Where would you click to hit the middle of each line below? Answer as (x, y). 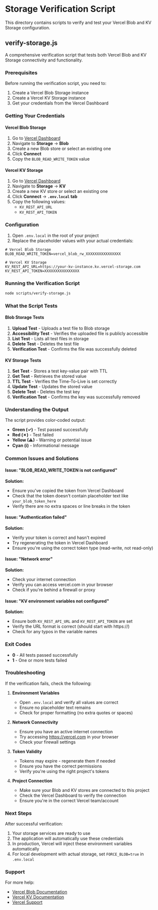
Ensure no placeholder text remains (55, 707)
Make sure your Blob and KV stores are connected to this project (84, 790)
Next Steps (19, 813)
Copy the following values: (39, 202)
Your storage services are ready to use (51, 833)
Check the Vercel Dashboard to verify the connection (73, 795)
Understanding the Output (37, 410)
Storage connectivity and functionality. (44, 60)
